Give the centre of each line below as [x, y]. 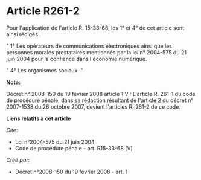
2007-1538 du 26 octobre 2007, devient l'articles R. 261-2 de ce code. [94, 106]
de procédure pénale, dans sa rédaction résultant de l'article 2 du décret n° [100, 100]
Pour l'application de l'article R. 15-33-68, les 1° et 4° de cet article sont [95, 28]
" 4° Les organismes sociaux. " [45, 70]
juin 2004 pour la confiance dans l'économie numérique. [77, 59]
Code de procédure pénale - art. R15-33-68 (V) [74, 148]
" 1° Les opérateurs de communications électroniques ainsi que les [89, 46]
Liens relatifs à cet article [39, 118]
